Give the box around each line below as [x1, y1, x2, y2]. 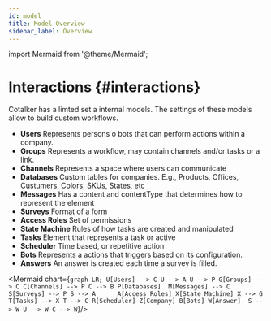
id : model [8, 11, 42, 20]
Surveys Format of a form [19, 206, 108, 216]
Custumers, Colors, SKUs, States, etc [19, 180, 145, 191]
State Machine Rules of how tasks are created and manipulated [19, 224, 234, 234]
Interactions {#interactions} [8, 78, 201, 96]
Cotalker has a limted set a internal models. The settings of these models [8, 105, 252, 115]
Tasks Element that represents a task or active [19, 232, 176, 242]
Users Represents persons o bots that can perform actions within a [19, 129, 246, 139]
